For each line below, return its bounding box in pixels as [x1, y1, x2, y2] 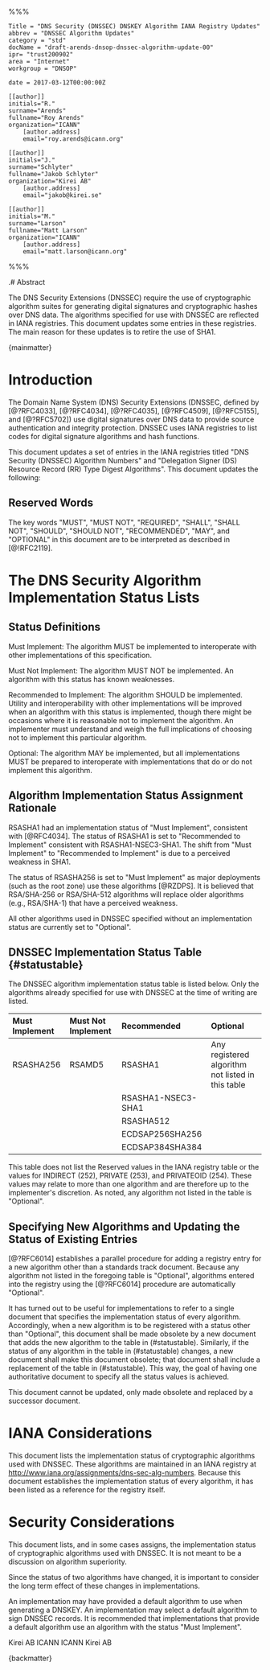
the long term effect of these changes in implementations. [8, 1581, 201, 1591]
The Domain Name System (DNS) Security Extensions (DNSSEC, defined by [8, 397, 260, 407]
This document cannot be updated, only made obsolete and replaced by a [8, 1388, 253, 1397]
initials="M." [8, 212, 56, 220]
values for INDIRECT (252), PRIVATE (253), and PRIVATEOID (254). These [8, 1170, 252, 1181]
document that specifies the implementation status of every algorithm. [8, 1312, 241, 1322]
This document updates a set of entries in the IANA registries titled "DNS [8, 446, 249, 457]
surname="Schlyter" [8, 163, 74, 171]
